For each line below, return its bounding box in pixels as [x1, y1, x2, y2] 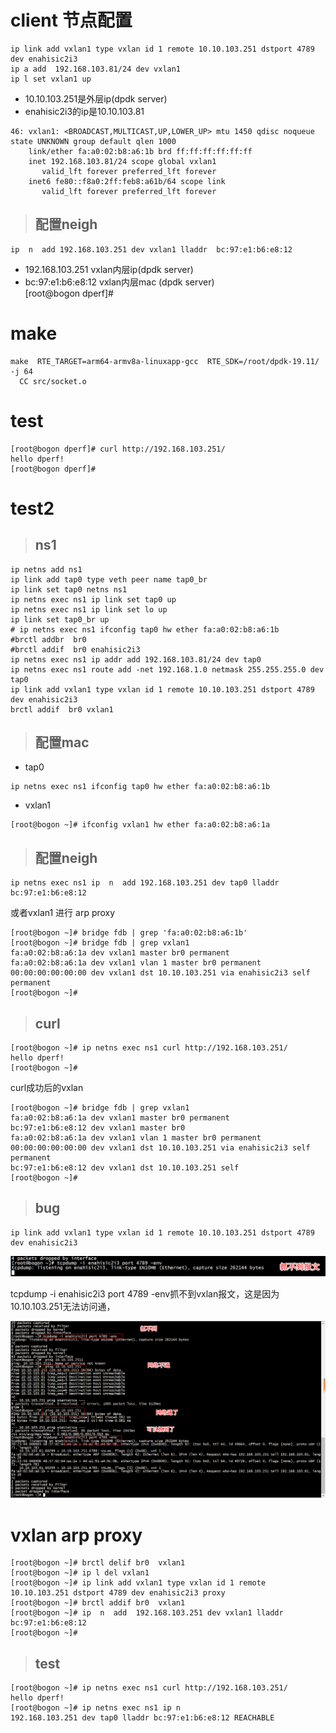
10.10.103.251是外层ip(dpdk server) [24, 92, 168, 105]
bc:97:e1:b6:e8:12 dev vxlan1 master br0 [10, 1123, 186, 1133]
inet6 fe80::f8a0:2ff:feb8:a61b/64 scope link [28, 176, 226, 186]
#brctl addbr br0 [10, 634, 87, 645]
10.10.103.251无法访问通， [10, 1301, 116, 1313]
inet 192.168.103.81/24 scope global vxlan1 [28, 156, 217, 166]
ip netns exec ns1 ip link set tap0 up [10, 594, 177, 605]
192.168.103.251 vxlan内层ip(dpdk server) [24, 263, 194, 275]
